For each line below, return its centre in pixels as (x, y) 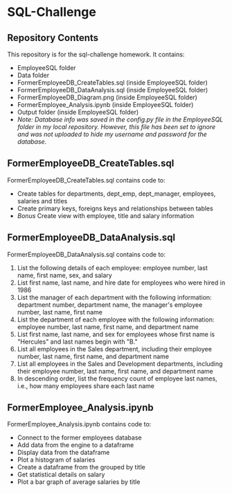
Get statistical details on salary (61, 475)
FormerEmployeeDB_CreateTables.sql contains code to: (87, 180)
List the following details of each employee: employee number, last (112, 267)
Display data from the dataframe (63, 453)
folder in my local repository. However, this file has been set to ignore (116, 127)
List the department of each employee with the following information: (116, 319)
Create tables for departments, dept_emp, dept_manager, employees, (116, 193)
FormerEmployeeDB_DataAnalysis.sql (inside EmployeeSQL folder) (113, 90)
